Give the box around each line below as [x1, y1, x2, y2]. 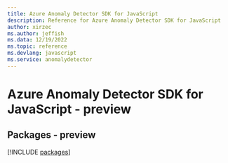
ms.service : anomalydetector [7, 56, 93, 63]
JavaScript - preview [7, 101, 132, 117]
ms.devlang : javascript [7, 50, 77, 57]
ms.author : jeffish [7, 30, 65, 37]
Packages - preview [7, 129, 96, 141]
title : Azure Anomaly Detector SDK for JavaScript [7, 10, 159, 18]
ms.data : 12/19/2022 [7, 37, 68, 44]
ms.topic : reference [7, 43, 68, 50]
